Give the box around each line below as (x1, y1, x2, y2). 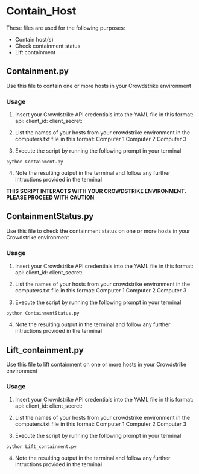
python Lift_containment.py (6, 444, 77, 450)
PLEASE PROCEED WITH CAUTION (6, 194, 95, 201)
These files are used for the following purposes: (6, 24, 125, 31)
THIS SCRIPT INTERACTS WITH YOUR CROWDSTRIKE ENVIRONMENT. (6, 188, 186, 195)
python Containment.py (6, 159, 63, 165)
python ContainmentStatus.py (6, 311, 80, 317)
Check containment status (14, 42, 81, 49)
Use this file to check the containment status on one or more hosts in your (6, 227, 191, 235)
